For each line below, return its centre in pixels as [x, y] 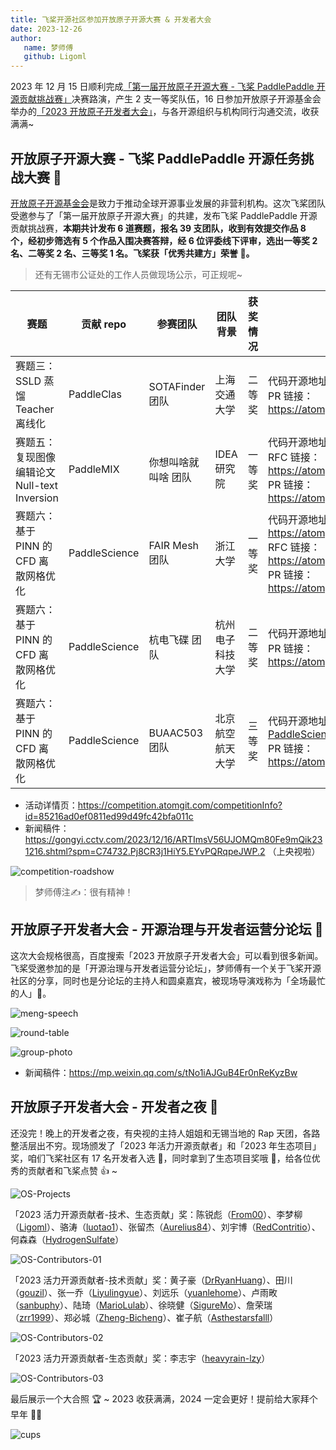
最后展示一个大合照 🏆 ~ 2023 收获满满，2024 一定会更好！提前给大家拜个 [164, 1398]
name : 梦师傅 [48, 47]
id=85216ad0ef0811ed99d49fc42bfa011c [109, 816]
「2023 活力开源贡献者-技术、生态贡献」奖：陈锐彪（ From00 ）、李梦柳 [156, 1214]
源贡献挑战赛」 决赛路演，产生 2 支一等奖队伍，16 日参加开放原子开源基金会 [166, 99]
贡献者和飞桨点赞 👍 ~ [72, 1170]
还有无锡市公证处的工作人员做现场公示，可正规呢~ [138, 274]
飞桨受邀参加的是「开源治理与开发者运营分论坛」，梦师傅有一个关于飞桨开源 [166, 968]
